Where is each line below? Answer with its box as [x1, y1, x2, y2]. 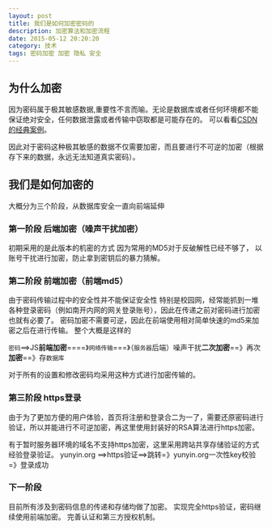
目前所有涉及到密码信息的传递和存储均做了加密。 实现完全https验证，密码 [8, 501, 255, 511]
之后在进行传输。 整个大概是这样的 [15, 325, 131, 336]
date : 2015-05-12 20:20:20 [8, 34, 100, 43]
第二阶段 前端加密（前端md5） [8, 275, 128, 286]
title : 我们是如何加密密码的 [8, 19, 95, 28]
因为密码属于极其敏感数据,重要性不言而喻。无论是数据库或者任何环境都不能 [8, 104, 259, 114]
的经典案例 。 [8, 125, 51, 134]
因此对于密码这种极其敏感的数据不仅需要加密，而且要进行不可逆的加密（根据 [8, 142, 264, 151]
